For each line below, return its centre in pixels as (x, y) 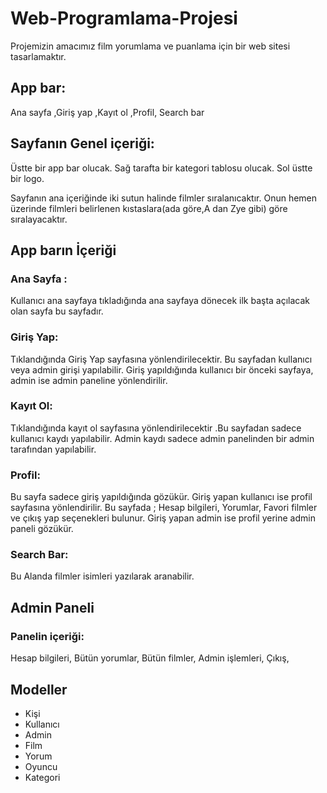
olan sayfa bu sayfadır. (57, 311)
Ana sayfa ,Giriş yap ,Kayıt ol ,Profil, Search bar (107, 112)
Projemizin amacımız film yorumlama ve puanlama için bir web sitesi (150, 46)
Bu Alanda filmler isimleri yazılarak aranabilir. (102, 576)
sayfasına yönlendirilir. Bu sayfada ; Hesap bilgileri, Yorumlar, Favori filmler (164, 508)
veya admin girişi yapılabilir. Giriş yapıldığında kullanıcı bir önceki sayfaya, (162, 369)
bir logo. (27, 178)
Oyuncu (41, 766)
